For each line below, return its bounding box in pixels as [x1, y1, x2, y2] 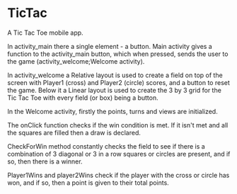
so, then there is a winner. [7, 157, 83, 166]
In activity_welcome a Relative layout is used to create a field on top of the [7, 71, 223, 79]
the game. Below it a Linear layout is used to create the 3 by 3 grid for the [7, 86, 221, 94]
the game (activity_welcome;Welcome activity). [7, 57, 145, 65]
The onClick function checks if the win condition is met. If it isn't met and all [7, 120, 229, 129]
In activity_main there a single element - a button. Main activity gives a [7, 42, 212, 50]
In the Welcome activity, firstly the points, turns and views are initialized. [7, 107, 218, 115]
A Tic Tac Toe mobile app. [7, 28, 83, 37]
